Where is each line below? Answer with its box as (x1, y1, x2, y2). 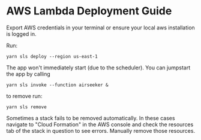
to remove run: (6, 92, 43, 99)
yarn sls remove (6, 104, 47, 110)
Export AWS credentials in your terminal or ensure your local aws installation (6, 24, 195, 31)
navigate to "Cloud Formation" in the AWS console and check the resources (6, 121, 194, 128)
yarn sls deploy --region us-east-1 (6, 53, 98, 59)
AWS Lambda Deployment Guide (6, 4, 172, 18)
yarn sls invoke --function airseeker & (6, 82, 109, 88)
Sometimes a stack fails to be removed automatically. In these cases (6, 114, 175, 121)
